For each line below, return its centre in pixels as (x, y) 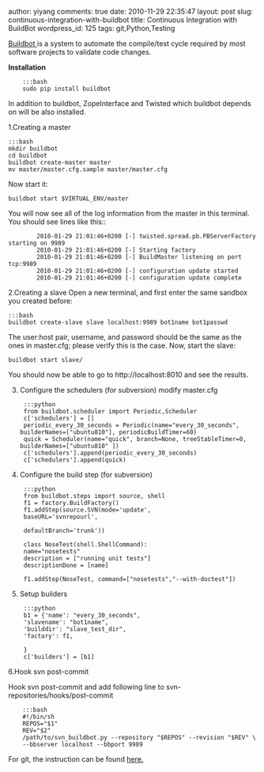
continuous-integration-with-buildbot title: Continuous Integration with (123, 20)
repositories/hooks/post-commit (61, 695)
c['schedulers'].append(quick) (75, 460)
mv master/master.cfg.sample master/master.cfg (88, 169)
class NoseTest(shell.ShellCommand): (85, 545)
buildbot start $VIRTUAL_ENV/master (68, 199)
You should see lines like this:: (57, 222)
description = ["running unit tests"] (87, 558)
